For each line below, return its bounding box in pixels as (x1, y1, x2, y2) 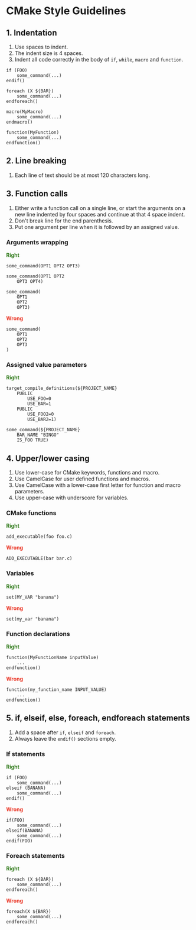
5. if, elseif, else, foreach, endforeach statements (6, 713, 190, 723)
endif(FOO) (6, 838, 33, 844)
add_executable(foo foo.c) (6, 534, 73, 540)
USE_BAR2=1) (27, 416, 57, 422)
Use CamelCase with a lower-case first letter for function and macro (14, 482, 181, 489)
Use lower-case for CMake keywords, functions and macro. (14, 469, 160, 476)
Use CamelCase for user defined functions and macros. (14, 475, 151, 483)
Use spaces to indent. (14, 43, 68, 50)
